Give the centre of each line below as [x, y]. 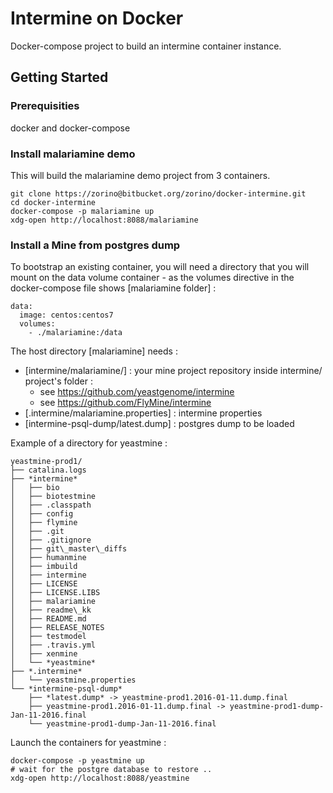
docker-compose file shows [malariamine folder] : [113, 288]
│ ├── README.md [48, 619]
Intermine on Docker [97, 18]
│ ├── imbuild [44, 567]
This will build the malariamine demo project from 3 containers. [140, 175]
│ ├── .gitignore [51, 540]
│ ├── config [42, 514]
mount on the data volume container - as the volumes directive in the [152, 278]
